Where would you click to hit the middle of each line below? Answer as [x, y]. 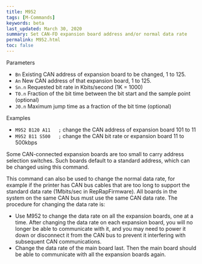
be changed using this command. [48, 167]
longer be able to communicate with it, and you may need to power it [100, 228]
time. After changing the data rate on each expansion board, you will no [104, 222]
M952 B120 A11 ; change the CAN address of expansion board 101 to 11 [105, 130]
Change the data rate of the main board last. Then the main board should [106, 248]
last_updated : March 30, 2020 [44, 29]
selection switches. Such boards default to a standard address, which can [98, 160]
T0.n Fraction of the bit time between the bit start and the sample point [103, 93]
